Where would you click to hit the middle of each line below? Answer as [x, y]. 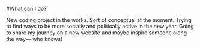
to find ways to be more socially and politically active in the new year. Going [100, 26]
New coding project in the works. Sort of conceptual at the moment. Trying [99, 20]
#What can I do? [26, 9]
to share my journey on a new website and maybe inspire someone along [97, 33]
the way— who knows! [34, 39]
